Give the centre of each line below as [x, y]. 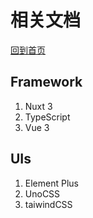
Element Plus [51, 183]
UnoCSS [42, 193]
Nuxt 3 [38, 106]
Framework [46, 82]
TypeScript [47, 117]
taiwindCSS [48, 204]
